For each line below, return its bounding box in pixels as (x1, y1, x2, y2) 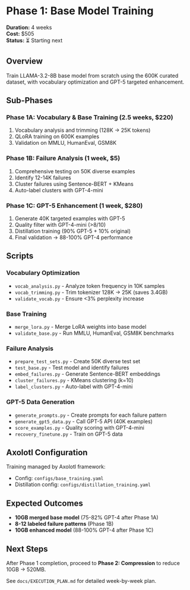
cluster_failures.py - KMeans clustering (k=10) (14, 377, 134, 384)
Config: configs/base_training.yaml (14, 475, 104, 482)
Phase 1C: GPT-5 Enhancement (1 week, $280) (6, 201, 143, 210)
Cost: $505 (6, 30, 34, 37)
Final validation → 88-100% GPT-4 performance (14, 234, 133, 241)
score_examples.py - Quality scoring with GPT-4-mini (14, 424, 144, 431)
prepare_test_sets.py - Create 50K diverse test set (14, 358, 141, 365)
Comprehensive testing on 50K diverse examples (14, 167, 135, 175)
